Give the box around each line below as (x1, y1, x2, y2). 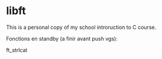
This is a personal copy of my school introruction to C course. (6, 24, 157, 31)
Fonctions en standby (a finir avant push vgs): (6, 35, 118, 42)
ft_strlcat (6, 46, 28, 54)
